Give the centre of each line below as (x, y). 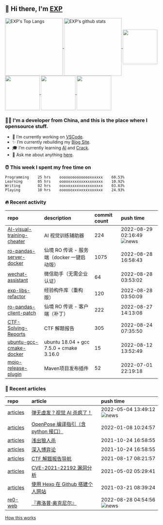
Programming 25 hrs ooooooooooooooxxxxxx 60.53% (65, 178)
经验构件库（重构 (64, 290)
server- (16, 257)
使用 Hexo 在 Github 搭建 (60, 484)
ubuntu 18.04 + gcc (67, 342)
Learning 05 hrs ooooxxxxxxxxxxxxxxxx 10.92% (65, 182)
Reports (16, 334)
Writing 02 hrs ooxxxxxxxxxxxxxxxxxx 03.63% (65, 186)
